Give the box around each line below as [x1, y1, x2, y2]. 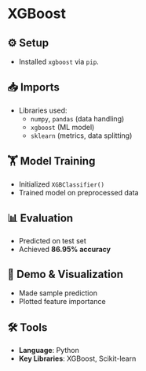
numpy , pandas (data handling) [30, 113, 125, 123]
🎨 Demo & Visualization [7, 267, 123, 280]
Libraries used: [18, 106, 68, 115]
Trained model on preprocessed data [18, 187, 139, 197]
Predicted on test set [18, 236, 87, 246]
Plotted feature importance [18, 297, 107, 306]
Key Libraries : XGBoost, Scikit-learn [18, 354, 137, 363]
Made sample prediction [18, 288, 97, 298]
